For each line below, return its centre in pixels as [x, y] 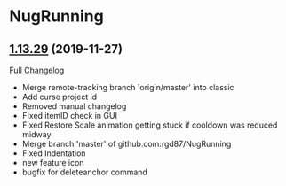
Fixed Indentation [54, 153]
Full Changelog [37, 70]
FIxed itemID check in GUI [70, 116]
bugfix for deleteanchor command [85, 172]
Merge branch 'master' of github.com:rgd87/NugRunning [127, 144]
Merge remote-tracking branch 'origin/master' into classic [128, 87]
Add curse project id [60, 97]
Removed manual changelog [74, 106]
